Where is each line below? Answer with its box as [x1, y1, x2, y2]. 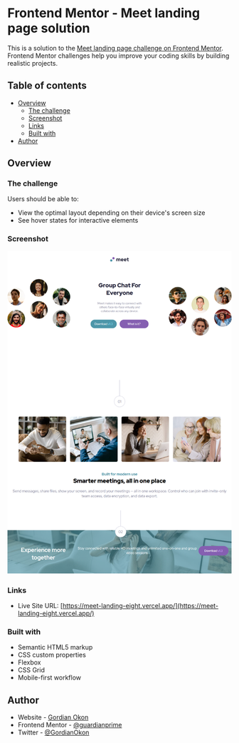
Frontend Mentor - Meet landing [7, 5, 201, 21]
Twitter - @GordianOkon [17, 728, 90, 737]
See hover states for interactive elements [17, 216, 139, 225]
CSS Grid [17, 666, 45, 674]
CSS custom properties [17, 651, 87, 659]
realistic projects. [7, 59, 58, 67]
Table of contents [7, 80, 87, 92]
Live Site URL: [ [17, 601, 63, 610]
